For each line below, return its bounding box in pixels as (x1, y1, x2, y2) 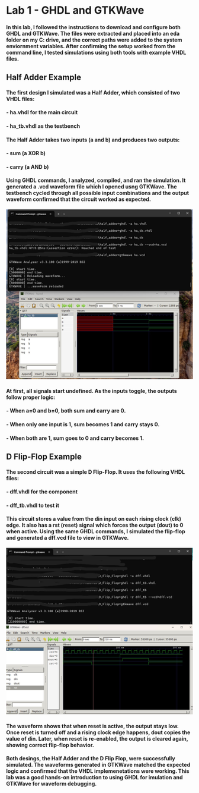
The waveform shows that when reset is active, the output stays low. (6, 722, 179, 729)
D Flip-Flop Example (6, 451, 82, 461)
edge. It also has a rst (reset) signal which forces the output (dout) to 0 (6, 521, 184, 529)
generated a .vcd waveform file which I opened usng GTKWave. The (6, 183, 177, 190)
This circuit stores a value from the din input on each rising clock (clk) (6, 515, 182, 523)
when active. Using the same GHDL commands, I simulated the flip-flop (6, 528, 185, 535)
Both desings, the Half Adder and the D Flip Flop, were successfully (6, 755, 176, 762)
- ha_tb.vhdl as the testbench (6, 122, 81, 130)
